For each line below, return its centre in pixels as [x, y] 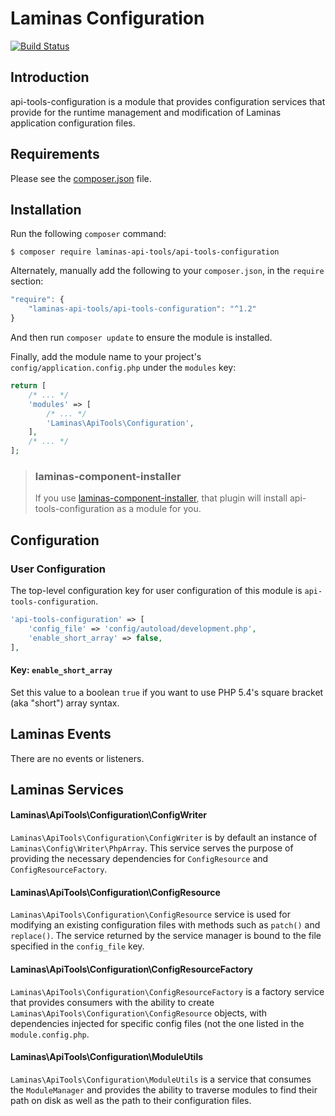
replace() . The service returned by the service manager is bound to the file [166, 936]
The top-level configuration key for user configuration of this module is [156, 590]
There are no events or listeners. [77, 758]
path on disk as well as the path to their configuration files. [131, 1100]
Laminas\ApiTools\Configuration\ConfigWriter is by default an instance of [164, 838]
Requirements [55, 154]
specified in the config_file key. [77, 946]
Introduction [50, 77]
